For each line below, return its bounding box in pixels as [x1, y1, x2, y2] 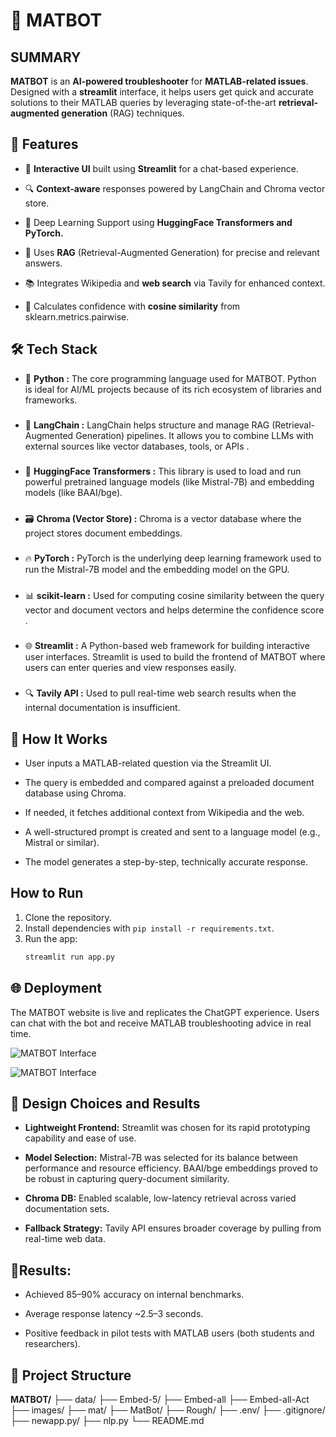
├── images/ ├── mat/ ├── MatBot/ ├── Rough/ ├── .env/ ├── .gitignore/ [10, 1404, 326, 1416]
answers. [24, 257, 63, 269]
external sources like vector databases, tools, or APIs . [24, 440, 250, 452]
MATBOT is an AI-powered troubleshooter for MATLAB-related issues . [10, 75, 309, 87]
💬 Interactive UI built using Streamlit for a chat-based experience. [24, 162, 299, 174]
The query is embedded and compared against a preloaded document [24, 777, 315, 789]
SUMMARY [10, 49, 82, 66]
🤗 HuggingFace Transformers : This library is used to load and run [24, 465, 302, 478]
